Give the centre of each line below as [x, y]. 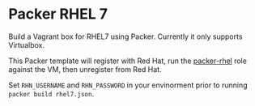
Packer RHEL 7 [58, 14]
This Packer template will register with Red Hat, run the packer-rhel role [127, 61]
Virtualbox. [26, 45]
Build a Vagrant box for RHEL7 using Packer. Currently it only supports [125, 36]
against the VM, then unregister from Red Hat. [85, 69]
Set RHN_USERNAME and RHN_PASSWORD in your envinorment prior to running [128, 85]
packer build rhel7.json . [51, 93]
